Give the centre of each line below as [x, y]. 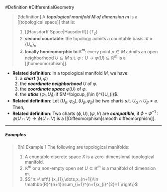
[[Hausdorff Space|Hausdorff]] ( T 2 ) [61, 32]
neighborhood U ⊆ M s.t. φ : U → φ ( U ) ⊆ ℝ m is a [75, 57]
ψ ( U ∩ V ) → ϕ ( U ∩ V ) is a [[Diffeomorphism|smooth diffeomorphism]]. [84, 118]
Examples [16, 134]
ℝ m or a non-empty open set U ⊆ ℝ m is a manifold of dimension [90, 168]
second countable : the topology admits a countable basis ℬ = [89, 38]
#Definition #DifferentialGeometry [40, 7]
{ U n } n [30, 45]
